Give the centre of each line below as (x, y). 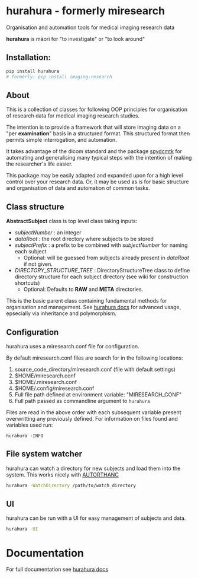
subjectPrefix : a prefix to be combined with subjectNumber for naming (101, 245)
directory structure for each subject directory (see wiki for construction (101, 277)
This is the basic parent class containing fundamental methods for (87, 301)
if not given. (38, 264)
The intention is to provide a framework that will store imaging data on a (94, 127)
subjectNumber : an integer (48, 233)
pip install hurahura (33, 71)
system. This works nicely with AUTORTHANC (63, 474)
